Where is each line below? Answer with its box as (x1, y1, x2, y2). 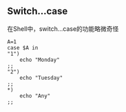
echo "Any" (19, 92, 51, 99)
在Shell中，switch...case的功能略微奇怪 (7, 24, 119, 33)
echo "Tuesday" (19, 74, 63, 81)
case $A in (7, 44, 39, 51)
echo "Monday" (19, 56, 60, 63)
